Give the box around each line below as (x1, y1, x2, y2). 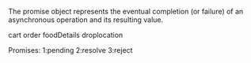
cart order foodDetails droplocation (8, 31, 124, 39)
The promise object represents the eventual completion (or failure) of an (8, 7, 244, 16)
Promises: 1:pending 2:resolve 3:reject (8, 46, 133, 54)
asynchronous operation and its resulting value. (8, 15, 164, 24)
